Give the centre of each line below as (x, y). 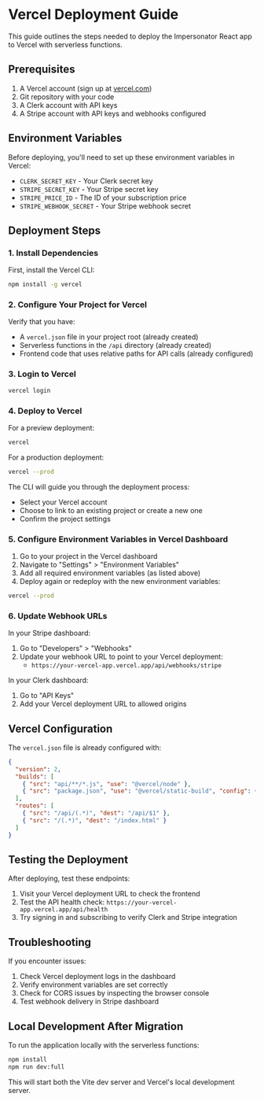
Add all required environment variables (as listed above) (110, 573)
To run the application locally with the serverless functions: (104, 1045)
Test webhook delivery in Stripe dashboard (89, 1002)
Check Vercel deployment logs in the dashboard (97, 977)
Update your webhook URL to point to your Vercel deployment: (121, 657)
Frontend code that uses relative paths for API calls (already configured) (136, 354)
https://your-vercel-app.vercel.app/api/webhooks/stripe (126, 666)
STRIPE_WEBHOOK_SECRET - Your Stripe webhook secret (105, 205)
